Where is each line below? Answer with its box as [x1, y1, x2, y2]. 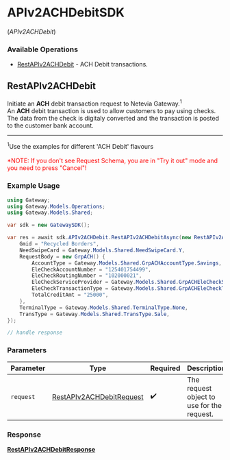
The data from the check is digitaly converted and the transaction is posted [7, 114, 220, 122]
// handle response [7, 329, 63, 337]
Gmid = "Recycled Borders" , [19, 241, 99, 247]
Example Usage [7, 181, 60, 191]
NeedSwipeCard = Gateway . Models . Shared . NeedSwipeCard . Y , [19, 247, 186, 254]
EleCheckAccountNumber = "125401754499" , [31, 266, 152, 273]
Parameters [7, 346, 47, 355]
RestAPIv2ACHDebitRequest [51, 392, 144, 402]
